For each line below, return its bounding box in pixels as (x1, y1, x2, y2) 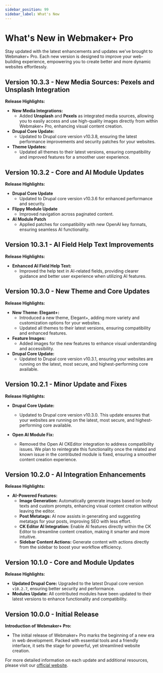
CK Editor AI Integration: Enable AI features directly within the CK (19, 524, 151, 529)
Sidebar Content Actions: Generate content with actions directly (19, 539, 149, 545)
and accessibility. (19, 345, 54, 352)
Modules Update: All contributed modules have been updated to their (12, 591, 152, 597)
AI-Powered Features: (12, 493, 58, 498)
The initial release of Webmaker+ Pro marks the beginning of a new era (12, 632, 155, 638)
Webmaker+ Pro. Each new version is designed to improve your (5, 54, 132, 60)
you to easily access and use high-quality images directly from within (19, 118, 158, 124)
